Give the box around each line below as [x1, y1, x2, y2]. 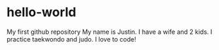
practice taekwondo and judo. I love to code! [6, 35, 136, 43]
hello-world [6, 4, 77, 20]
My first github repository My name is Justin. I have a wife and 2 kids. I [6, 27, 213, 36]
